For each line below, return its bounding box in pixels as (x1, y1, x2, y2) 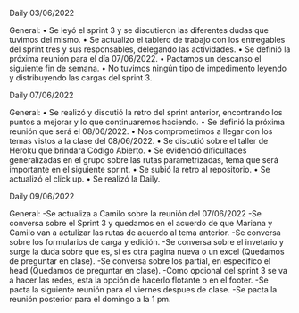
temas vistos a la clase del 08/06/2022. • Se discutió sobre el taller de (9, 136, 269, 146)
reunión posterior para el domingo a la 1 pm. (9, 294, 171, 304)
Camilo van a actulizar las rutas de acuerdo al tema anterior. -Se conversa (9, 227, 281, 238)
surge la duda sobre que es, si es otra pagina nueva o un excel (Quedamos (9, 246, 285, 257)
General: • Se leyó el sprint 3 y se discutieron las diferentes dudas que (9, 25, 270, 35)
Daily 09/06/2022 (9, 191, 75, 201)
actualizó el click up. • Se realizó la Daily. (9, 173, 161, 184)
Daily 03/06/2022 (9, 8, 75, 18)
